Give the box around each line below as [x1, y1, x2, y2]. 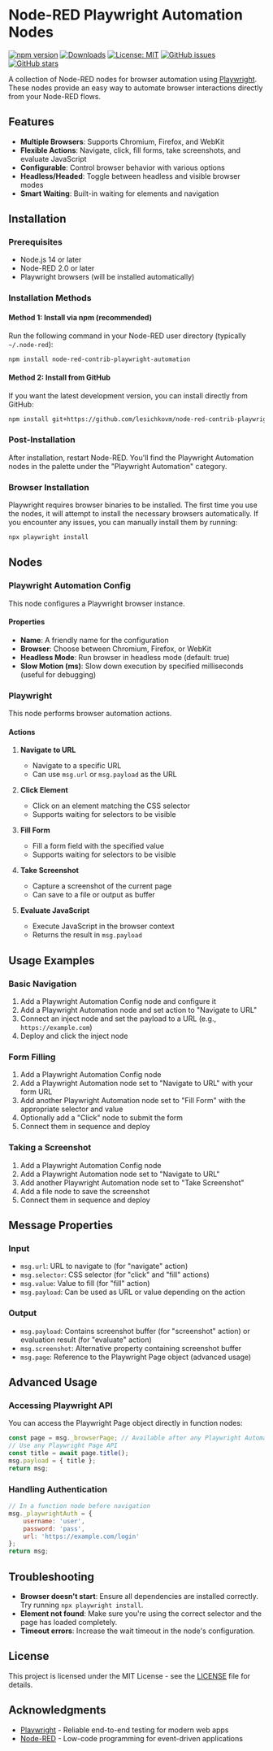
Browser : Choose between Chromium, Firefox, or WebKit [19, 644, 212, 654]
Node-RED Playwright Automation [8, 6, 244, 24]
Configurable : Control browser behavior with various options [19, 163, 225, 172]
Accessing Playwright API [8, 1400, 113, 1411]
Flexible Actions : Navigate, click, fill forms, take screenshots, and [19, 145, 241, 155]
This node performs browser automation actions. [8, 709, 172, 719]
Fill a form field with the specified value [32, 841, 165, 851]
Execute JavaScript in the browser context [32, 921, 175, 932]
